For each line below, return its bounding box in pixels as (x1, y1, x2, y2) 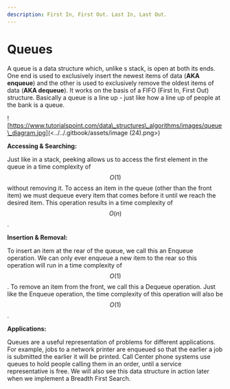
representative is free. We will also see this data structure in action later (7, 367, 209, 375)
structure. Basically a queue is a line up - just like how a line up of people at (7, 93, 221, 102)
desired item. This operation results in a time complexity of (7, 198, 174, 207)
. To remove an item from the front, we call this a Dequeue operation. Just (7, 282, 216, 291)
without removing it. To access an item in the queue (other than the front (7, 184, 212, 192)
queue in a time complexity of (7, 162, 91, 171)
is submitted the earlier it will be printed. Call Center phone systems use (7, 352, 211, 360)
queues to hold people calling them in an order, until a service (7, 359, 182, 368)
